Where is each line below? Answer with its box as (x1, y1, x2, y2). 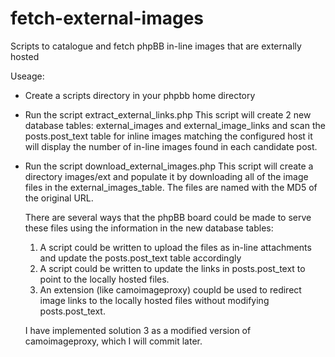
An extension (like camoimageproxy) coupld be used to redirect (39, 283, 302, 296)
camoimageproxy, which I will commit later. (24, 335, 203, 347)
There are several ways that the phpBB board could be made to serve (24, 211, 312, 223)
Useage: (10, 70, 45, 82)
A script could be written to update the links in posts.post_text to (39, 262, 306, 274)
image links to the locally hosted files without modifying (39, 294, 270, 306)
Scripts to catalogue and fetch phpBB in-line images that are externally (10, 40, 302, 52)
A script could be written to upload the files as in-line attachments (39, 241, 312, 253)
